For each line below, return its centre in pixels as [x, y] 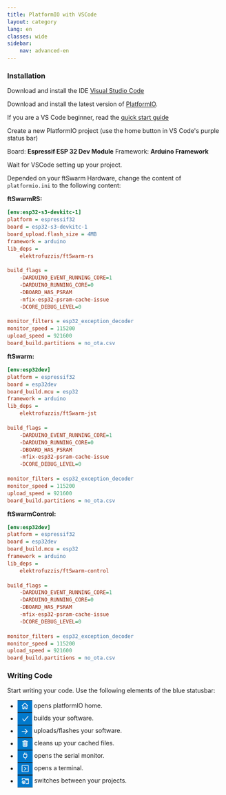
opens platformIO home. [68, 705]
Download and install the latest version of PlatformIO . [83, 104]
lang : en [20, 29]
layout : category [32, 22]
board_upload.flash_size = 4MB [52, 234]
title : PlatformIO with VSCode [52, 14]
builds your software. [64, 718]
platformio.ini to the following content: [64, 185]
